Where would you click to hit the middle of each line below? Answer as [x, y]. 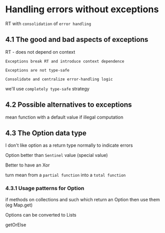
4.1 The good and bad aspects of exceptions [77, 40]
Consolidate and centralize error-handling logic [59, 79]
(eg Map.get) [19, 205]
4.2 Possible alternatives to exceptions [69, 105]
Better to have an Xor [28, 165]
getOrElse [16, 225]
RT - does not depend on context [40, 52]
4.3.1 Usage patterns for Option [45, 189]
